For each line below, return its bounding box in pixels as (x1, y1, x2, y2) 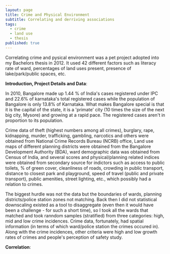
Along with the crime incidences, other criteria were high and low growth (5, 229, 157, 235)
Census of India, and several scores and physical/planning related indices (5, 154, 160, 160)
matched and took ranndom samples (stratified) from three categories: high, (5, 212, 164, 218)
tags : (5, 21, 17, 27)
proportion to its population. (5, 117, 63, 123)
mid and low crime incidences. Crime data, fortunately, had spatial (5, 218, 144, 224)
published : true (5, 41, 40, 46)
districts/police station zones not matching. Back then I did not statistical (5, 196, 157, 202)
